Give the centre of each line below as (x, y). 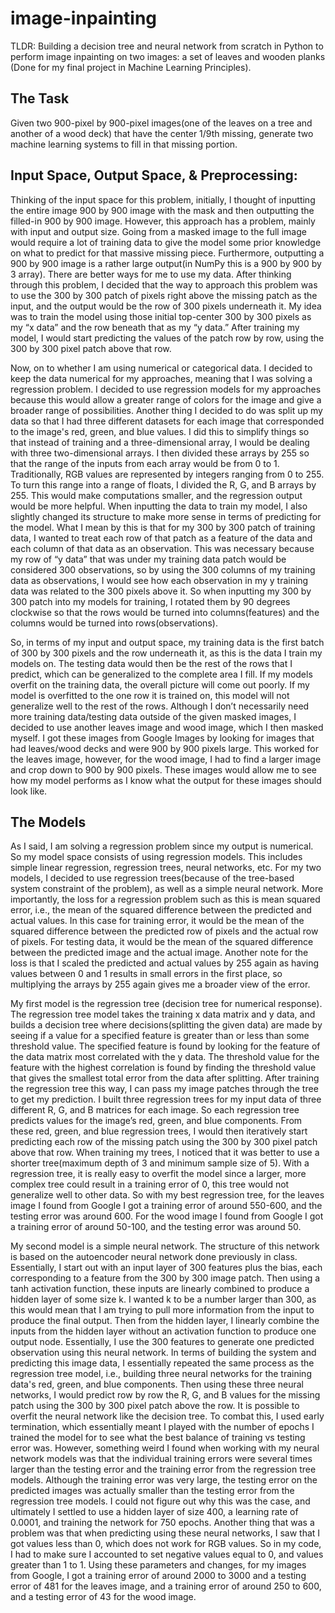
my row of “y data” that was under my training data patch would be (148, 559)
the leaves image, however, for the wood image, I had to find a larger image (166, 759)
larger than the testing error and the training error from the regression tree (163, 1469)
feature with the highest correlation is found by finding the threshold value (163, 1068)
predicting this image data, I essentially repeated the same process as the (162, 1363)
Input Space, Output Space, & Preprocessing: (154, 175)
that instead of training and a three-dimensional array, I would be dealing (160, 442)
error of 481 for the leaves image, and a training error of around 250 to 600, (166, 1586)
